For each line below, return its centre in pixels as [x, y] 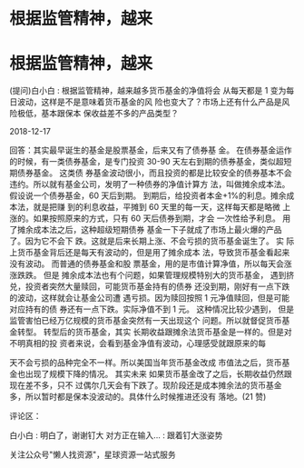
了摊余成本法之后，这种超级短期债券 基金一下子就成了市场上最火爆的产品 [146, 230]
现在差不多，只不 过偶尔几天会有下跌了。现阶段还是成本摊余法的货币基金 [146, 385]
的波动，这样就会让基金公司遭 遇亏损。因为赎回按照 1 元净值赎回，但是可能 [150, 298]
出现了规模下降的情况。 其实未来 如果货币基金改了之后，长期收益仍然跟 [158, 374]
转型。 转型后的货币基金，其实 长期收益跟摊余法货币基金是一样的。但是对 [154, 332]
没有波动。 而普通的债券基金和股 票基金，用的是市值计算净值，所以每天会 [147, 264]
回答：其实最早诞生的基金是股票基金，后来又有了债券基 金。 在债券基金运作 [151, 150]
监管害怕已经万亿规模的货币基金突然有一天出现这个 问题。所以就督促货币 [146, 321]
